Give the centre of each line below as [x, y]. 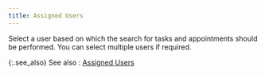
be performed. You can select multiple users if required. [100, 47]
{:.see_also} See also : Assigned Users [72, 62]
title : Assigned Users [46, 16]
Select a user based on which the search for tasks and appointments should [133, 38]
